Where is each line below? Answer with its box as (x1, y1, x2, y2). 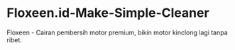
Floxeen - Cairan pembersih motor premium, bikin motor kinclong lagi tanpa (6, 28, 228, 37)
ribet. (6, 35, 23, 44)
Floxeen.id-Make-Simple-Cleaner (6, 5, 210, 21)
